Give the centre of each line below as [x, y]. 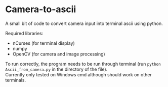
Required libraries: [24, 33]
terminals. [16, 80]
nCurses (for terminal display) [44, 43]
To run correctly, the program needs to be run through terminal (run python [83, 64]
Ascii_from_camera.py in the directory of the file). [56, 69]
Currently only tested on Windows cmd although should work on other [78, 74]
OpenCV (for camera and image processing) [59, 54]
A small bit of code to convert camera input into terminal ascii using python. [84, 23]
